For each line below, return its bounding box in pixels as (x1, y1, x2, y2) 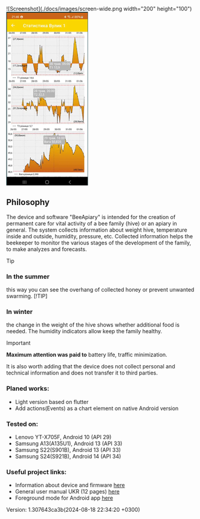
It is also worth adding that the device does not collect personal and (6, 363, 175, 370)
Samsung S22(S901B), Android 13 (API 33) (15, 446, 121, 453)
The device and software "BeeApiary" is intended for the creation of (6, 213, 176, 220)
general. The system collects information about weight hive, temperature (6, 226, 187, 233)
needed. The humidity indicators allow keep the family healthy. (6, 328, 163, 335)
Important (6, 339, 31, 347)
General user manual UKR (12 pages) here (15, 488, 120, 495)
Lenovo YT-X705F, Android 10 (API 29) (15, 434, 112, 440)
